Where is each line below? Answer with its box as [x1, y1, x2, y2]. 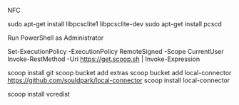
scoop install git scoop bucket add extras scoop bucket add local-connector [7, 69, 232, 77]
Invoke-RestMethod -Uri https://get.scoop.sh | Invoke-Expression [7, 55, 200, 63]
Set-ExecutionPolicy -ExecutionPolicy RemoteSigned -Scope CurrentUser [7, 48, 225, 55]
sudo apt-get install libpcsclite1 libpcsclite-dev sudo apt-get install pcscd [7, 20, 223, 28]
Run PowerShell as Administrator [7, 33, 104, 42]
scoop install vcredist [7, 90, 70, 98]
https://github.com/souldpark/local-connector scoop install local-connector [7, 76, 230, 84]
